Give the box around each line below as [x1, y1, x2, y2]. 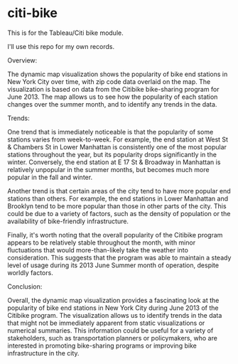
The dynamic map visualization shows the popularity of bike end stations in [7, 70, 228, 78]
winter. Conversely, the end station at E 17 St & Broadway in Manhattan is [7, 158, 221, 166]
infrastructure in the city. [7, 348, 80, 357]
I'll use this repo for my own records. [7, 42, 115, 50]
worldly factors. [7, 268, 53, 277]
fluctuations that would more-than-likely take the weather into [7, 245, 188, 254]
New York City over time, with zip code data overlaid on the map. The [7, 77, 211, 86]
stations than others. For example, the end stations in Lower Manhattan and [7, 194, 229, 203]
